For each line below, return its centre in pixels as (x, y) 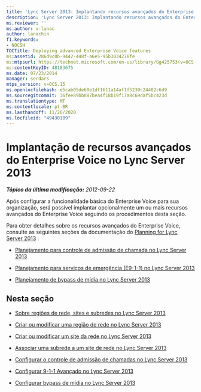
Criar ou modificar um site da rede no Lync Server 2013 (83, 336)
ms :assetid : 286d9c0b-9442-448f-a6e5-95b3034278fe (71, 56)
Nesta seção (30, 299)
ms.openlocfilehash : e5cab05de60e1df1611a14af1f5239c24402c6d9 (87, 90)
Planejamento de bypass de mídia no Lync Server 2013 (83, 280)
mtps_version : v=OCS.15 (36, 85)
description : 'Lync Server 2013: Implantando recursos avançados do (93, 17)
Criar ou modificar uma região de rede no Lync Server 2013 (88, 324)
